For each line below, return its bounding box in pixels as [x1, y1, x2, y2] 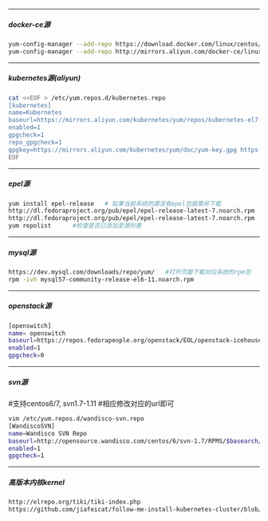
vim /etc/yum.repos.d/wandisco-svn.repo [8, 415, 145, 423]
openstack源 [8, 301, 52, 311]
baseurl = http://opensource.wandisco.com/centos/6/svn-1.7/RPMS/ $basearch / [8, 436, 262, 445]
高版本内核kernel [8, 477, 65, 487]
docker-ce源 [8, 19, 50, 29]
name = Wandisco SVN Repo [8, 429, 88, 437]
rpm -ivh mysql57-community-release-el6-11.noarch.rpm [8, 275, 195, 283]
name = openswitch [8, 329, 66, 337]
